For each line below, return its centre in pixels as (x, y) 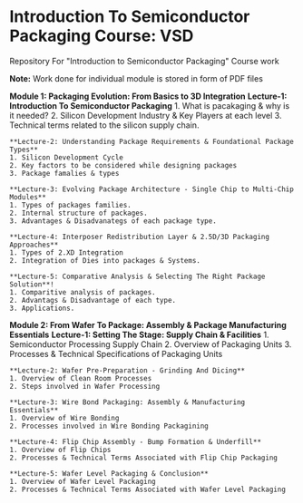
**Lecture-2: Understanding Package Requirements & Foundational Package (152, 141)
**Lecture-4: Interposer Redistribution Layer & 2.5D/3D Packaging (140, 237)
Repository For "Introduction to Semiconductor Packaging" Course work (144, 61)
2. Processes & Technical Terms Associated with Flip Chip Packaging (144, 458)
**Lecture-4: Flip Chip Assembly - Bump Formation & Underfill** (135, 441)
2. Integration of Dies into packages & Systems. (105, 260)
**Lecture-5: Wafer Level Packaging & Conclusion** (109, 473)
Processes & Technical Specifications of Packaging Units (116, 353)
